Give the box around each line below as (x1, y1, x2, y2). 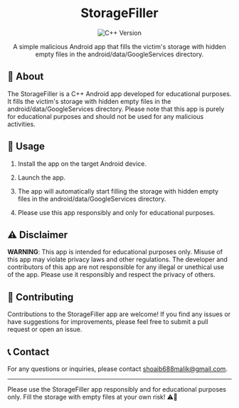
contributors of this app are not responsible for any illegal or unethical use (7, 263, 225, 271)
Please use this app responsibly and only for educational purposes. (17, 208, 216, 216)
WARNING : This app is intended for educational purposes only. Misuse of (7, 248, 223, 256)
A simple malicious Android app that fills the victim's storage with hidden (13, 42, 226, 51)
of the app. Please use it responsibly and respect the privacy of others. (7, 271, 216, 279)
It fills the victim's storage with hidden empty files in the (7, 97, 171, 105)
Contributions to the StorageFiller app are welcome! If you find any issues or (7, 310, 231, 318)
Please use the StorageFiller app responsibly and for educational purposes (7, 385, 226, 393)
